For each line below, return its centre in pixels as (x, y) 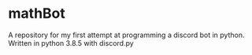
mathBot (37, 14)
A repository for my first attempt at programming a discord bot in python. (126, 35)
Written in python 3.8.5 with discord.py (71, 43)
